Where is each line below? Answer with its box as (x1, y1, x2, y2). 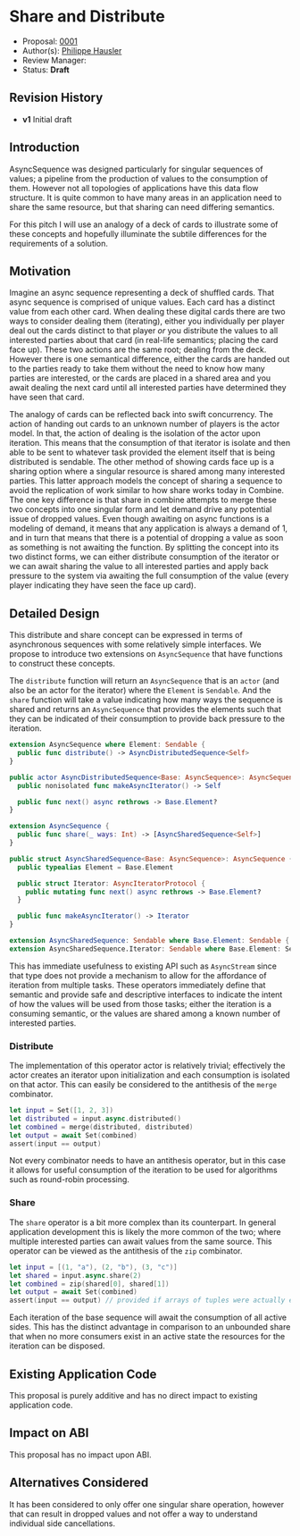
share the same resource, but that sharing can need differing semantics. (9, 201, 275, 212)
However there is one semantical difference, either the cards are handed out (9, 354, 290, 365)
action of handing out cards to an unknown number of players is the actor (9, 418, 280, 430)
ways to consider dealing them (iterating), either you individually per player (9, 315, 285, 327)
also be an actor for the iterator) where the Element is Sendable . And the (9, 685, 271, 696)
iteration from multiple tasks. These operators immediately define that (9, 979, 266, 990)
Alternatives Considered (9, 1475, 149, 1490)
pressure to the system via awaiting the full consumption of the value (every (9, 570, 289, 582)
